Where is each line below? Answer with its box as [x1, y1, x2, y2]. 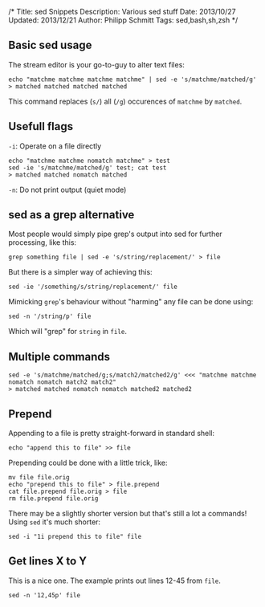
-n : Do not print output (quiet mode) [8, 185, 127, 194]
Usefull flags [8, 120, 74, 133]
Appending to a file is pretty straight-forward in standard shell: [8, 429, 215, 438]
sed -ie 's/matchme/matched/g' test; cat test [8, 164, 167, 172]
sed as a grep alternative [8, 208, 135, 222]
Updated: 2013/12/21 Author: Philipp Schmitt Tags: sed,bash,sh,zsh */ [8, 15, 238, 25]
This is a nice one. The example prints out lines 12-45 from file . [8, 576, 221, 585]
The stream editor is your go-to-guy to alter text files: [8, 59, 185, 69]
